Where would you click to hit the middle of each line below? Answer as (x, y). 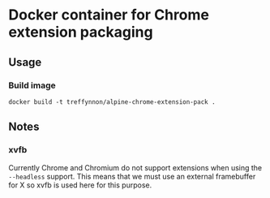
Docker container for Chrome (109, 15)
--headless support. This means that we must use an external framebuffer (132, 176)
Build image (32, 85)
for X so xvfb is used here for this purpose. (80, 185)
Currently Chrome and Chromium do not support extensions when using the (135, 167)
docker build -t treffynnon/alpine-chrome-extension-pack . (112, 102)
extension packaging (81, 32)
